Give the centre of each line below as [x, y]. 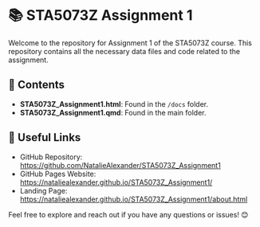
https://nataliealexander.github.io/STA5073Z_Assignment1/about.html [134, 199]
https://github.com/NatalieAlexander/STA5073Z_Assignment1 [120, 165]
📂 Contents [37, 85]
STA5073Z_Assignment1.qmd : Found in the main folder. [113, 112]
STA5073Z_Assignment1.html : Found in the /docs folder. [114, 104]
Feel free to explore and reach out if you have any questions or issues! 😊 [128, 214]
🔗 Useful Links [45, 137]
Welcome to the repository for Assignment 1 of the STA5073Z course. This [130, 43]
